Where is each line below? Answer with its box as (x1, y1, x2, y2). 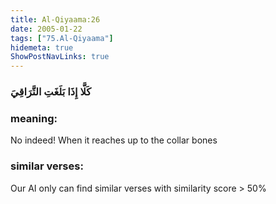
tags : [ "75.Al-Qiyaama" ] (10, 33, 114, 43)
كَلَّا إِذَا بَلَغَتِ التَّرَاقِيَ (10, 85, 92, 99)
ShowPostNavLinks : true (10, 52, 110, 62)
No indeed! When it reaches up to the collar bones (10, 134, 218, 146)
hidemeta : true (10, 42, 74, 53)
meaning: (10, 111, 58, 125)
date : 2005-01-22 (10, 24, 83, 34)
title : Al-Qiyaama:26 (10, 14, 101, 25)
